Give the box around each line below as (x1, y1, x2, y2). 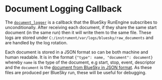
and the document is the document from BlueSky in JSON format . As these (5, 64, 152, 70)
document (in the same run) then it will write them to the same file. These (5, 29, 151, 35)
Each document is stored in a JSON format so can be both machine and (5, 49, 148, 55)
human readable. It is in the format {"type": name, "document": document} (5, 54, 153, 60)
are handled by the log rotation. (5, 40, 68, 45)
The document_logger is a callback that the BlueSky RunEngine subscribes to (5, 19, 158, 25)
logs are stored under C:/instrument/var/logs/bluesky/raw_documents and (5, 35, 154, 40)
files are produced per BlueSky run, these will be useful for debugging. (5, 69, 146, 75)
